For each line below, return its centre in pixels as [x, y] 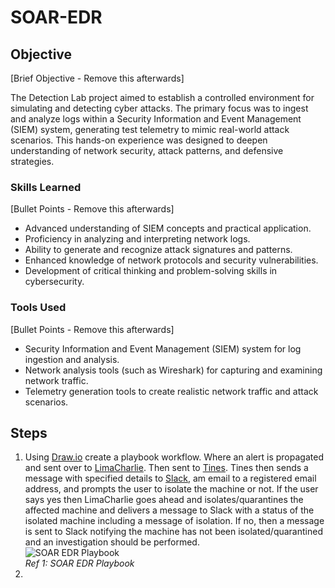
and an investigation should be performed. [112, 542]
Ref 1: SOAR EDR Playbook [79, 563]
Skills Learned [46, 187]
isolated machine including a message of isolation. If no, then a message [174, 521]
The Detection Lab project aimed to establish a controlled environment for [162, 97]
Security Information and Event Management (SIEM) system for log [163, 348]
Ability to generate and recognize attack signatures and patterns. [158, 250]
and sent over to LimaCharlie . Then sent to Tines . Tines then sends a [166, 468]
